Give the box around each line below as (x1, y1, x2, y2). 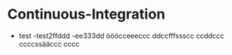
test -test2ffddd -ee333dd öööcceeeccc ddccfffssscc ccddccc (18, 31, 225, 40)
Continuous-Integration (7, 5, 166, 23)
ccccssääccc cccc (18, 39, 80, 48)
